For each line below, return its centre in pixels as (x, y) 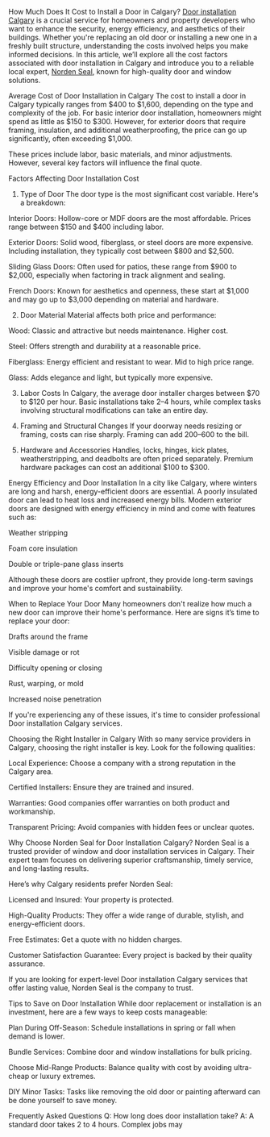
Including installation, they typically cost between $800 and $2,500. (121, 251)
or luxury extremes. (63, 1076)
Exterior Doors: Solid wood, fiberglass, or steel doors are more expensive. (131, 242)
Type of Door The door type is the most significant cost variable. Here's (139, 194)
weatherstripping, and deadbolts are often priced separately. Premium (137, 458)
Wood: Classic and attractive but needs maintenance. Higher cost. (118, 331)
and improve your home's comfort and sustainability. (96, 588)
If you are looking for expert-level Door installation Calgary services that (128, 979)
